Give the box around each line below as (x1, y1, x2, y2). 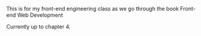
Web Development (17, 11, 63, 19)
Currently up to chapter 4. (6, 23, 71, 30)
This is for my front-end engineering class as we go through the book (6, 5, 179, 12)
